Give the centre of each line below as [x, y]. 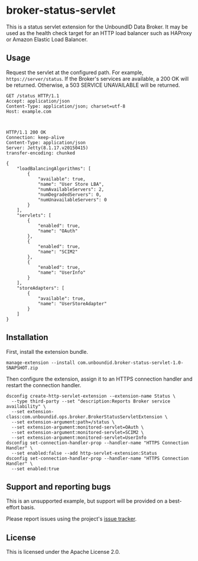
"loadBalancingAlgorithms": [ [54, 169]
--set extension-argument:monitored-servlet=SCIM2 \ [78, 432]
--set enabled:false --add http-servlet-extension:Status [85, 453]
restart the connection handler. [44, 385]
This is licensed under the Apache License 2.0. [63, 552]
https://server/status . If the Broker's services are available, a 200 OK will [98, 78]
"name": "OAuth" [58, 231]
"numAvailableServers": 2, [71, 189]
